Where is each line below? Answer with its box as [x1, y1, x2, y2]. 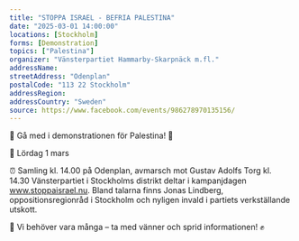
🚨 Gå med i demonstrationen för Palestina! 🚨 [9, 130, 174, 141]
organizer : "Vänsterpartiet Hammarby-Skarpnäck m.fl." [9, 55, 220, 64]
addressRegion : [9, 88, 67, 97]
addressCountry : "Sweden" [9, 97, 106, 107]
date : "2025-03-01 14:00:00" [9, 22, 119, 31]
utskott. [9, 204, 38, 215]
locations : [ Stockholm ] [9, 30, 99, 39]
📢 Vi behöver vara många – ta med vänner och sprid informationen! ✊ [9, 222, 265, 233]
